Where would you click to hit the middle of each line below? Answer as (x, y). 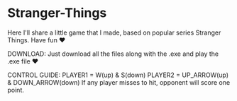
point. (16, 90)
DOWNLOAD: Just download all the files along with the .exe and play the (113, 54)
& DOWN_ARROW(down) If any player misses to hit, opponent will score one (119, 82)
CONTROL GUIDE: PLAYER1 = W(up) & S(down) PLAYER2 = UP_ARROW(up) (118, 75)
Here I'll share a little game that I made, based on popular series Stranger (114, 32)
